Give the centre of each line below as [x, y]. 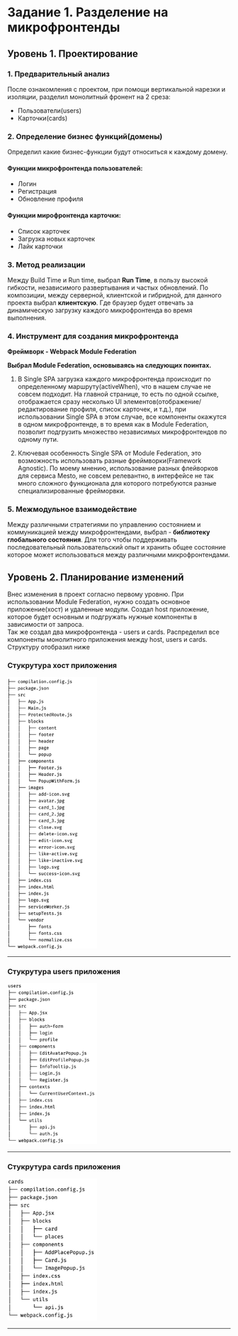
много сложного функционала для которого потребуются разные [117, 483]
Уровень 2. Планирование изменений [96, 577]
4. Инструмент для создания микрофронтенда [93, 336]
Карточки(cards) [42, 118]
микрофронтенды [64, 27]
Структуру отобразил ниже [49, 647]
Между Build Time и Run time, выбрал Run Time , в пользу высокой [108, 280]
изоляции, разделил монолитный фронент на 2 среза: [89, 97]
